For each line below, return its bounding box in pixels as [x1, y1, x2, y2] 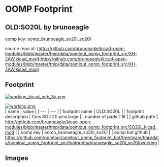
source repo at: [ [5, 46, 39, 51]
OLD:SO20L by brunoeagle [5, 23, 90, 31]
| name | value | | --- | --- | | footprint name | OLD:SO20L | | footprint [5, 108, 144, 114]
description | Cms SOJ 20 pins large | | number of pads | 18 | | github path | [5, 113, 158, 119]
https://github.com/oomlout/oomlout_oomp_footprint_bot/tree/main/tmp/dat [5, 134, 159, 140]
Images [5, 154, 29, 163]
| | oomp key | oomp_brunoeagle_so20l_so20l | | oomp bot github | [15, 129, 151, 135]
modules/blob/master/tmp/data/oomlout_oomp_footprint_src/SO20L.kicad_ [5, 124, 158, 130]
